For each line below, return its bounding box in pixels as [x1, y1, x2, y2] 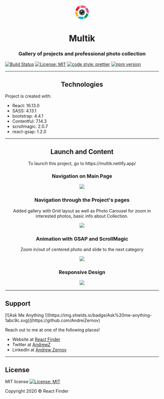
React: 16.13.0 [12, 103, 40, 109]
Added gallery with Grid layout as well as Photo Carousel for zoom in [13, 208, 151, 213]
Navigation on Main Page [52, 173, 112, 180]
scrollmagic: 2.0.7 [12, 123, 48, 129]
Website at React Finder [12, 336, 61, 342]
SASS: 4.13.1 [12, 108, 37, 114]
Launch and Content [50, 147, 114, 156]
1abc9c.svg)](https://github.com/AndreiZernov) [5, 318, 101, 324]
